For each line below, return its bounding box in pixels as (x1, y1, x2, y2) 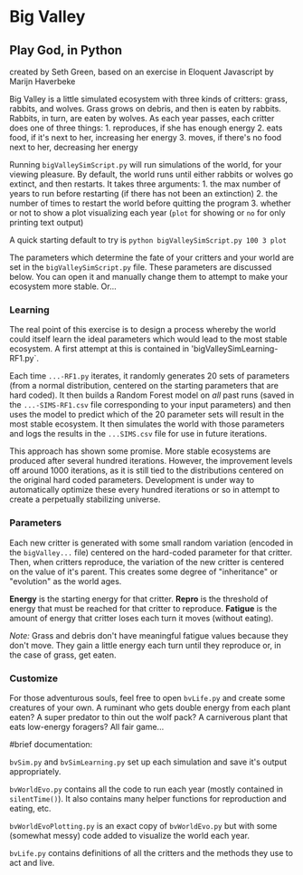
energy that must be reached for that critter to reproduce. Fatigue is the (9, 602, 278, 613)
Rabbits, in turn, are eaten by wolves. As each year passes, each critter (9, 113, 275, 123)
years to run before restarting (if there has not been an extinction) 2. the (9, 188, 279, 198)
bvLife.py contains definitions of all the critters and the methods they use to (9, 847, 294, 858)
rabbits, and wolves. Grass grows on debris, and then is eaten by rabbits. (9, 103, 282, 114)
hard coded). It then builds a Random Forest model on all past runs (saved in (9, 389, 295, 400)
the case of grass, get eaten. (9, 649, 117, 660)
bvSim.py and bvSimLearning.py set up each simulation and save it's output (9, 756, 288, 767)
